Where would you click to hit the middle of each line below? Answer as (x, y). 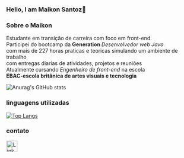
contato (18, 131)
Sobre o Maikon (29, 25)
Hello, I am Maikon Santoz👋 (46, 9)
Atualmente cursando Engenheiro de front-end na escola (76, 70)
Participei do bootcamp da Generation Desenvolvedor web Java (85, 44)
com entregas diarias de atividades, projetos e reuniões (74, 63)
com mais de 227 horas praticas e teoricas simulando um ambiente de (92, 51)
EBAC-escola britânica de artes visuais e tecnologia (72, 76)
